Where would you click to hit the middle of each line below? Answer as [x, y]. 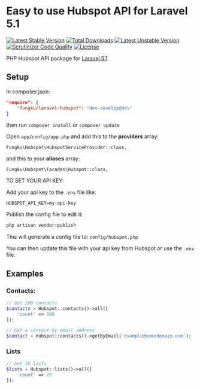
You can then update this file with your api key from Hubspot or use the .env [100, 248]
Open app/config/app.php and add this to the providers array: [82, 136]
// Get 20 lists [26, 364]
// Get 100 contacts [32, 303]
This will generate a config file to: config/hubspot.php [72, 237]
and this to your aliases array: [43, 159]
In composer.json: [28, 92]
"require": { [22, 102]
